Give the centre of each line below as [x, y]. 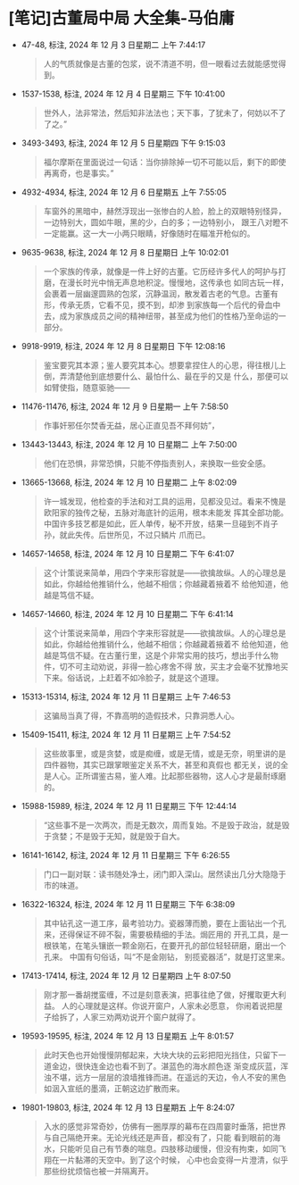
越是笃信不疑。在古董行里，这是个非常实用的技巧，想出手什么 [157, 655]
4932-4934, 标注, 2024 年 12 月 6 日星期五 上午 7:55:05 [124, 192]
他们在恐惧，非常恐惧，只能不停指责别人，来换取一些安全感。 [157, 463]
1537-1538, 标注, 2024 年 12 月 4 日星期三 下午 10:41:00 [123, 94]
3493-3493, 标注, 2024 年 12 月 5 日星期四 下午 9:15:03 [123, 143]
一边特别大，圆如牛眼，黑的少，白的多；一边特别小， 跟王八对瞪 [162, 222]
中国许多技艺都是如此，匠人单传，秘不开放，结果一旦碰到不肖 [157, 523]
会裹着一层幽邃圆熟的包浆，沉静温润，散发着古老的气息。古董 [157, 293]
